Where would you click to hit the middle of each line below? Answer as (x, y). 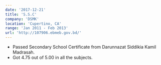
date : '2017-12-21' (26, 10)
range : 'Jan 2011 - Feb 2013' (37, 28)
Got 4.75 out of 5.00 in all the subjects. (52, 57)
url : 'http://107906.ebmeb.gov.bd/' (43, 33)
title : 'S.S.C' (21, 14)
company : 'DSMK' (22, 19)
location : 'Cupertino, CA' (33, 24)
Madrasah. (24, 52)
